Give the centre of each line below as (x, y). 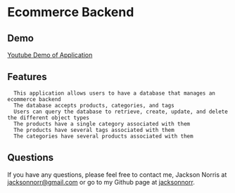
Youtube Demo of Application (50, 55)
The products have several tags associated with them (94, 130)
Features (27, 77)
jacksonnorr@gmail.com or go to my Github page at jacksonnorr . (101, 182)
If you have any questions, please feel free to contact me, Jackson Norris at (117, 174)
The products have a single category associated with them (102, 124)
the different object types (49, 118)
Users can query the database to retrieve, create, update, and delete (121, 112)
